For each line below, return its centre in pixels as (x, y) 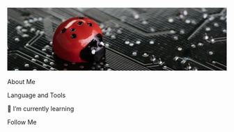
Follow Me (22, 122)
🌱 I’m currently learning (41, 108)
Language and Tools (37, 95)
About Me (22, 81)
